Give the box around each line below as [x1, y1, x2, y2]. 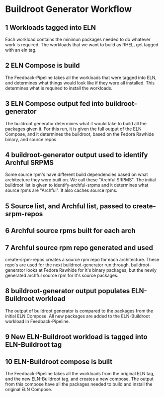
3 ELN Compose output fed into [5, 99, 104, 108]
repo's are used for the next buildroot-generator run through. [5, 262, 130, 268]
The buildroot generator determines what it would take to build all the [5, 120, 147, 126]
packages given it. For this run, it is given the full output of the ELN [5, 126, 142, 132]
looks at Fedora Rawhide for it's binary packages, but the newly [26, 267, 157, 273]
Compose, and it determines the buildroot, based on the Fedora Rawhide [5, 131, 154, 137]
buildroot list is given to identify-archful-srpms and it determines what [5, 182, 149, 188]
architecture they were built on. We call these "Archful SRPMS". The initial [5, 177, 156, 183]
